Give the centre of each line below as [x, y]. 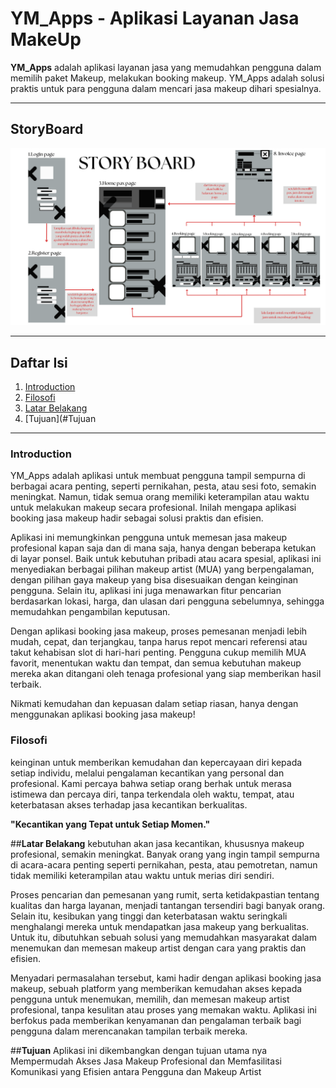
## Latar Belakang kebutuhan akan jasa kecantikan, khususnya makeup [157, 843]
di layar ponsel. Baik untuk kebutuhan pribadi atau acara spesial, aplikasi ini [166, 559]
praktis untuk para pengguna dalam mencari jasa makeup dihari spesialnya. [166, 88]
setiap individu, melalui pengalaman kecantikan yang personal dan [147, 773]
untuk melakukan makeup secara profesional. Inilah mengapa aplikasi [153, 508]
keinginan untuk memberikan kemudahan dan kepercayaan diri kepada [156, 762]
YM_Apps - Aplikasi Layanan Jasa [155, 18]
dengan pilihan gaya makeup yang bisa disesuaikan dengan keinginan [154, 580]
